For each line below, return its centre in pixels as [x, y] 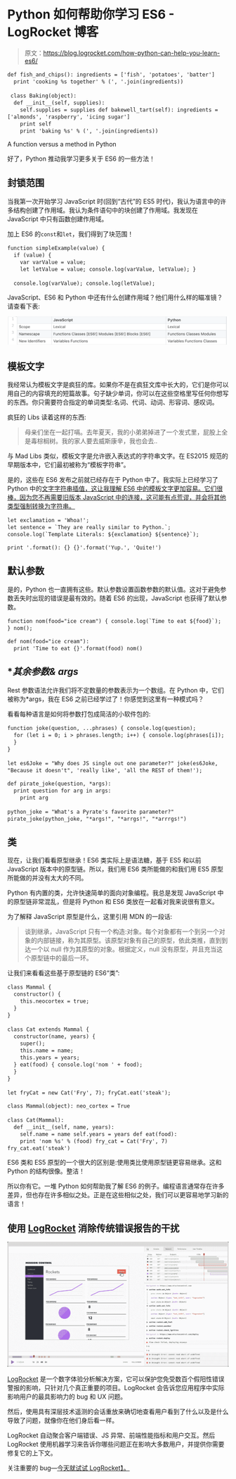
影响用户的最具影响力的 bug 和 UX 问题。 [67, 1397]
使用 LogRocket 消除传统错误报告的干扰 [93, 1228]
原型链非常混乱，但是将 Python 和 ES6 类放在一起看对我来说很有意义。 [116, 902]
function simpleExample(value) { [56, 248]
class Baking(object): [44, 96]
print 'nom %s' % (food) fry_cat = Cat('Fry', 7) [94, 1141]
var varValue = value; [53, 262]
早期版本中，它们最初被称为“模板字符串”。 [68, 465]
